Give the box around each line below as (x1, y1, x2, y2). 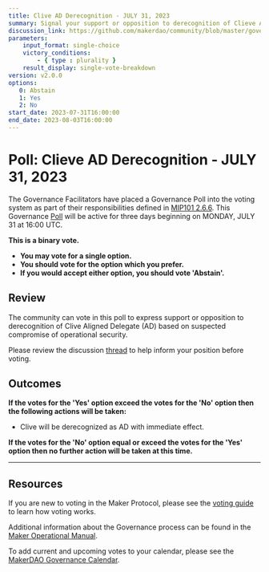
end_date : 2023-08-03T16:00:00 (8, 116, 113, 124)
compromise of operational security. (8, 330, 128, 339)
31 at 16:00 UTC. (8, 220, 62, 229)
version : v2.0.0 (8, 71, 62, 79)
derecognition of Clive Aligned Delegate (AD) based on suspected (8, 321, 227, 331)
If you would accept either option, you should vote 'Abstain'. (19, 268, 225, 278)
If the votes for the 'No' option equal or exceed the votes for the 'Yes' (8, 438, 243, 448)
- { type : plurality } (37, 57, 116, 65)
